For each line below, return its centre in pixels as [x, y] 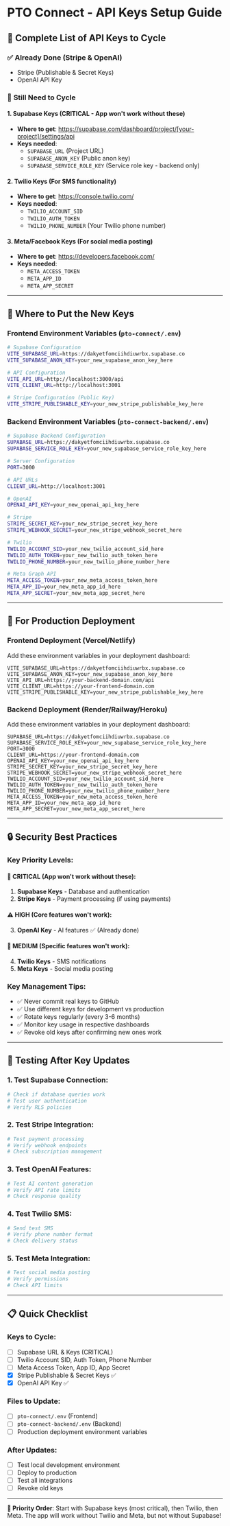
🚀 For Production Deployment [71, 621]
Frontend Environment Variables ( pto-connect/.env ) [94, 333]
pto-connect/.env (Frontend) [57, 1416]
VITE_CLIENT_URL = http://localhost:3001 [64, 386]
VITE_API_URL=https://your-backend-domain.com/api [81, 680]
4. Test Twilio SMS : [39, 1214]
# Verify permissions [38, 1279]
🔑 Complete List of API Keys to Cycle [87, 38]
